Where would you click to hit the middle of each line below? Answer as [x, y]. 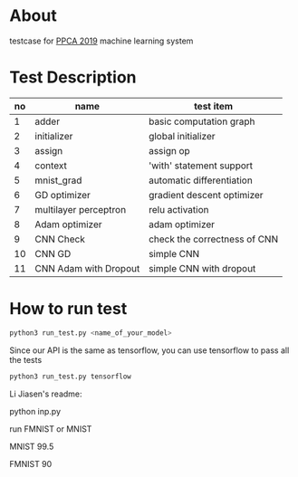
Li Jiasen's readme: [46, 394]
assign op [169, 150]
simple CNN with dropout [202, 268]
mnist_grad [58, 180]
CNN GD [53, 253]
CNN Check [60, 239]
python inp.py [35, 411]
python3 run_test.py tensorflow [70, 377]
